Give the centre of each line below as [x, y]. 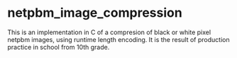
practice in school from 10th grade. [59, 47]
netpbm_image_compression [95, 13]
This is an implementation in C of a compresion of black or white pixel [109, 32]
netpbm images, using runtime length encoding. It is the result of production [118, 39]
